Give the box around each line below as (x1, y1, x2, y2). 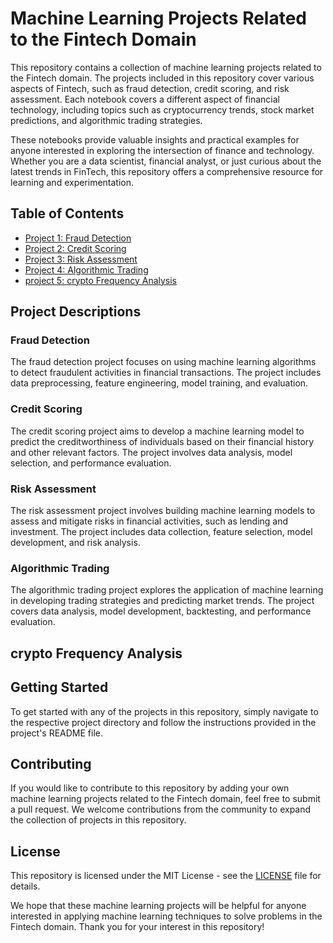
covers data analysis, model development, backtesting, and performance (10, 605, 312, 617)
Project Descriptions (10, 303, 142, 321)
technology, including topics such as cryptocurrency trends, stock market (10, 103, 315, 116)
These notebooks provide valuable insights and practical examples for (10, 133, 300, 146)
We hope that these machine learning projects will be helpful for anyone (10, 900, 307, 912)
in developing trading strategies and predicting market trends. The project (10, 595, 315, 607)
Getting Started (10, 679, 109, 696)
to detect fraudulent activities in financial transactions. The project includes (10, 367, 322, 379)
